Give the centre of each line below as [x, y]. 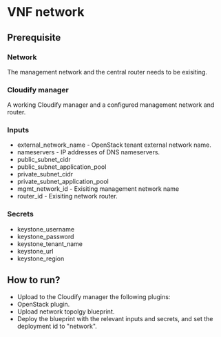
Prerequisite [34, 38]
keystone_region [41, 258]
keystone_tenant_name [50, 244]
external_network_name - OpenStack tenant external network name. [114, 145]
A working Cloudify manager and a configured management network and [111, 105]
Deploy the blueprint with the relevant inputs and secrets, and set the [115, 318]
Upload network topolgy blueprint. [66, 312]
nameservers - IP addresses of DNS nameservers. [88, 152]
